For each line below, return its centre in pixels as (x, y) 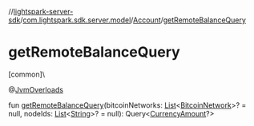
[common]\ (27, 74)
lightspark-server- (43, 12)
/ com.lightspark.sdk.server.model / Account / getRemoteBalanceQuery (133, 20)
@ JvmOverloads (36, 89)
